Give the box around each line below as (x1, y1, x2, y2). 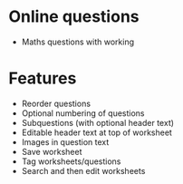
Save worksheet (21, 146, 82, 157)
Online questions (8, 6, 140, 27)
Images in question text (21, 136, 110, 147)
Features (8, 68, 77, 89)
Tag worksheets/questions (21, 156, 121, 167)
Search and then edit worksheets (21, 165, 146, 176)
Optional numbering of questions (21, 107, 145, 119)
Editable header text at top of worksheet (21, 127, 173, 138)
